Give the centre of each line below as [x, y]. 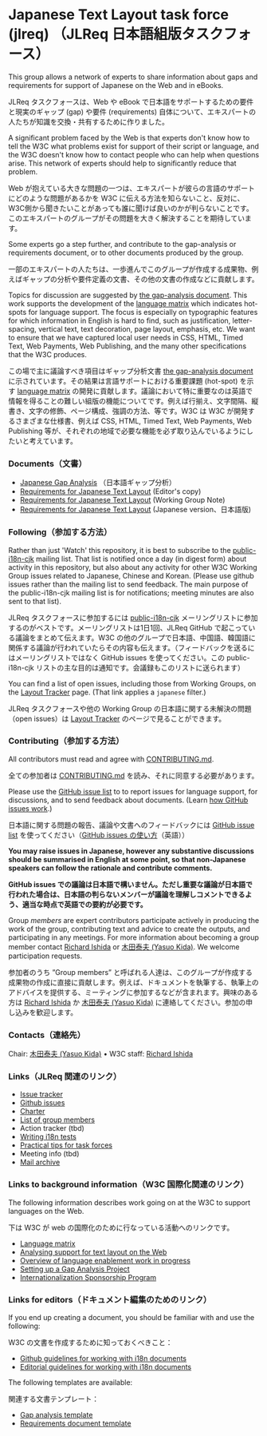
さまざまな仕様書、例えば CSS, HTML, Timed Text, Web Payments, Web [133, 420]
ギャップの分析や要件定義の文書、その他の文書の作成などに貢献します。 [140, 279]
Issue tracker [41, 1094]
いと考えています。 [46, 440]
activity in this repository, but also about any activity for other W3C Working [133, 567]
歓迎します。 [57, 1012]
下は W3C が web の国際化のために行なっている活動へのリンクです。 [121, 1227]
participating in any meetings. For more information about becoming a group [133, 937]
